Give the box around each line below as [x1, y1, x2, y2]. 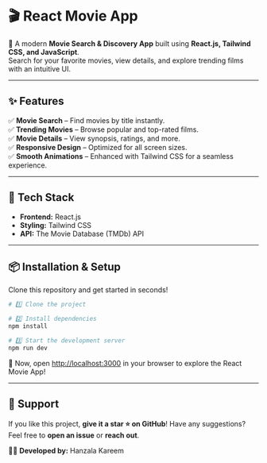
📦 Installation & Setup [8, 260, 122, 273]
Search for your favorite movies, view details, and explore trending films [8, 56, 244, 65]
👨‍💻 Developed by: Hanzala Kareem [8, 446, 125, 455]
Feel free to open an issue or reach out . [8, 430, 140, 440]
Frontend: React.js [19, 212, 82, 222]
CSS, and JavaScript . [8, 47, 79, 56]
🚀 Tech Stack [8, 191, 75, 204]
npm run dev [8, 344, 48, 352]
